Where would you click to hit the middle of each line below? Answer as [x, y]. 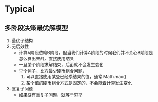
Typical [20, 9]
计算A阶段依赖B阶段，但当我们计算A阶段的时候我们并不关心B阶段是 [86, 52]
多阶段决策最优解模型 [36, 28]
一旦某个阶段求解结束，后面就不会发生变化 [61, 65]
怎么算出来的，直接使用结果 [46, 58]
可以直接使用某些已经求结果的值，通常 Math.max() [76, 77]
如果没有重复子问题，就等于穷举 [50, 95]
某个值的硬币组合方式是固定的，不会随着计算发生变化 [79, 83]
